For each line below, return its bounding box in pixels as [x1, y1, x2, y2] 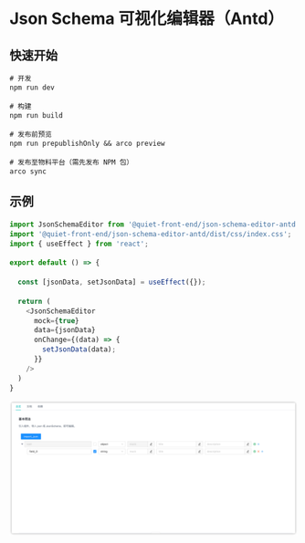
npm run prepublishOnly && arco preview [9, 139, 166, 148]
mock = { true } [33, 316, 79, 325]
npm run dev [9, 83, 55, 92]
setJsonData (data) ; [42, 345, 117, 354]
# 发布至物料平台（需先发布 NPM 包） [9, 158, 134, 167]
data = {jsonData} [33, 326, 96, 335]
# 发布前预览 [9, 130, 52, 139]
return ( [17, 297, 51, 306]
